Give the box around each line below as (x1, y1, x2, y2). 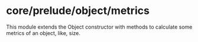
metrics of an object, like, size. (6, 29, 81, 36)
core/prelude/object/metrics (6, 4, 150, 17)
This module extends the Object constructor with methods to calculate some (6, 23, 193, 30)
